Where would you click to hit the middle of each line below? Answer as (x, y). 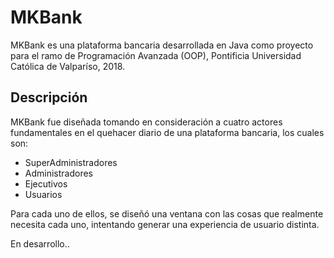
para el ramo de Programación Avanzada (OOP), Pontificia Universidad (156, 55)
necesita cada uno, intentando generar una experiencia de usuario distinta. (165, 224)
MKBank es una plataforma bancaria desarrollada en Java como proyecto (162, 45)
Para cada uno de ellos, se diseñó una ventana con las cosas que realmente (167, 213)
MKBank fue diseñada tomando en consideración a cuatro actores (146, 122)
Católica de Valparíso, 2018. (68, 66)
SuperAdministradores (71, 162)
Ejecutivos (46, 183)
